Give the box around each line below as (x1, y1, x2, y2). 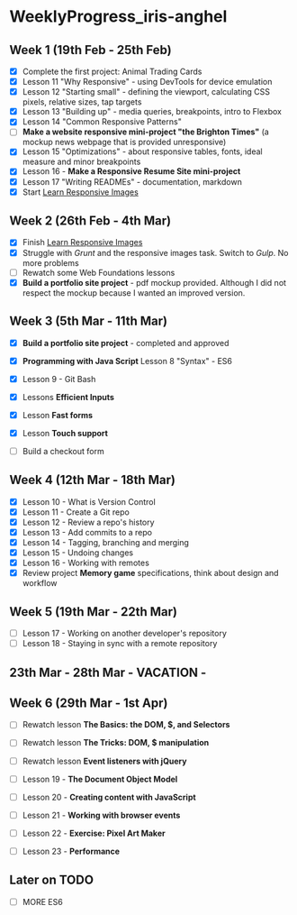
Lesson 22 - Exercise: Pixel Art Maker (22, 828, 166, 838)
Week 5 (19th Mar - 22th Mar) (9, 604, 178, 619)
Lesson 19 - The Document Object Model (22, 773, 178, 784)
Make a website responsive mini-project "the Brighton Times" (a (22, 126, 270, 137)
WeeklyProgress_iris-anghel (9, 6, 228, 27)
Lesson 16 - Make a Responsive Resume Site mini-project (22, 166, 241, 177)
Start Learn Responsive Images (22, 187, 139, 197)
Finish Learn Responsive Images (22, 237, 143, 248)
